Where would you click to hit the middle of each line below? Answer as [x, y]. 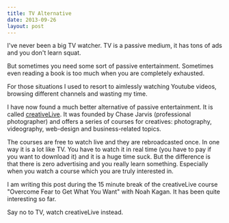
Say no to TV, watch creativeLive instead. [65, 212]
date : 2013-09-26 [32, 20]
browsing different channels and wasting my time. [78, 94]
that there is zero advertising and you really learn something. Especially [108, 164]
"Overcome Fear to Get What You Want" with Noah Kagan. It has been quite [114, 192]
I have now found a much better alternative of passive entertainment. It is [110, 107]
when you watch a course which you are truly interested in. [91, 171]
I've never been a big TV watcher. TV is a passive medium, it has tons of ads [115, 46]
